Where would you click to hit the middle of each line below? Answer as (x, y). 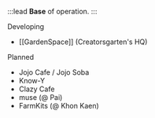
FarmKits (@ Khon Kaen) (59, 106)
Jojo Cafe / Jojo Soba (54, 72)
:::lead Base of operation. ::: (52, 11)
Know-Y (31, 81)
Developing (26, 26)
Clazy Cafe (37, 89)
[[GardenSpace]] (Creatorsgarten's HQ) (83, 42)
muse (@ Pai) (41, 97)
